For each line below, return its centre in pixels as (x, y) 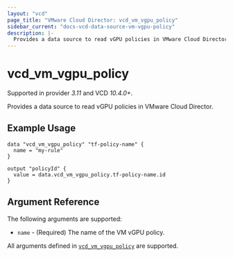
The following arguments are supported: (65, 219)
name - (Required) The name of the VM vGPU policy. (91, 232)
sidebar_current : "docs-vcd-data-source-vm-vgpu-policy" (91, 26)
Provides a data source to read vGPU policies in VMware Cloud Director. (110, 107)
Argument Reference (53, 202)
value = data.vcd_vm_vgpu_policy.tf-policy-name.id (90, 174)
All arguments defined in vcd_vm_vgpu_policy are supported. (93, 246)
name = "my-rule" (38, 150)
